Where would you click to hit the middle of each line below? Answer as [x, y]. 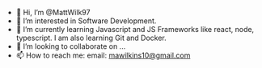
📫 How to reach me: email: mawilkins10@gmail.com [103, 55]
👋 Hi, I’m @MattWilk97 [53, 12]
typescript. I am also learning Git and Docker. [91, 38]
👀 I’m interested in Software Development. [86, 21]
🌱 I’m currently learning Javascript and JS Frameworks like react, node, [135, 29]
